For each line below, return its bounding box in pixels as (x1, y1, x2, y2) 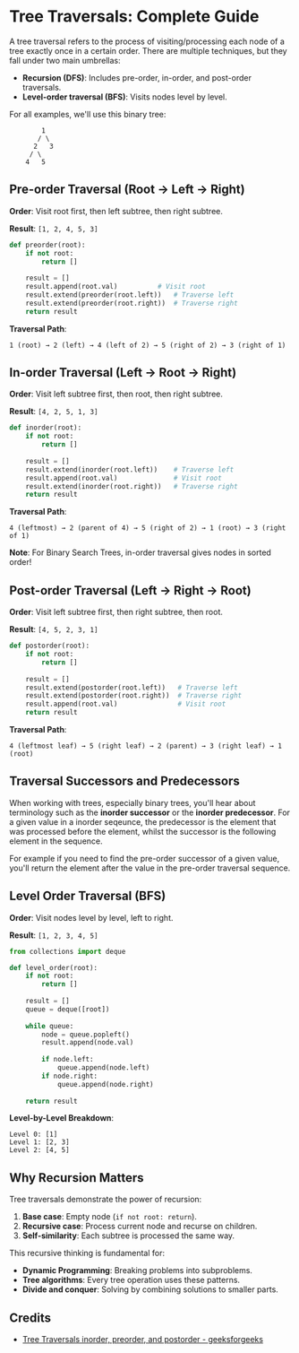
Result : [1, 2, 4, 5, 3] (9, 222, 98, 234)
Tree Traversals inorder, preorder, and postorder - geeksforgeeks (21, 1334, 264, 1344)
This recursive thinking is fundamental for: (9, 1248, 166, 1259)
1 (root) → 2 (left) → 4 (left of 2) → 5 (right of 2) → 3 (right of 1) (9, 341, 286, 350)
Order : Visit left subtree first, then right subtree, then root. (9, 607, 224, 618)
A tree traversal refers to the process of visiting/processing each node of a (9, 36, 285, 47)
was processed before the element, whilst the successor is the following (9, 826, 277, 837)
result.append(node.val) (41, 1038, 134, 1047)
